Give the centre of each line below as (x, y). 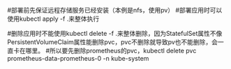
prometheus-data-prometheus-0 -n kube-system (78, 58)
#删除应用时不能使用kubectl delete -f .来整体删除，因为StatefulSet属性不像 (115, 33)
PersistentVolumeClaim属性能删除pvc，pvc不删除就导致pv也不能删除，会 (113, 42)
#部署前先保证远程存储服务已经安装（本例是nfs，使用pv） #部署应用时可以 (115, 10)
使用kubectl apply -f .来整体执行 (53, 19)
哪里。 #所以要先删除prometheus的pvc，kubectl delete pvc (111, 51)
